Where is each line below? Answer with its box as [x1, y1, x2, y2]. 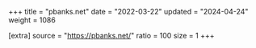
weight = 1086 [8, 15, 57, 25]
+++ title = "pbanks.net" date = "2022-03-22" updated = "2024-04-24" [8, 7, 249, 16]
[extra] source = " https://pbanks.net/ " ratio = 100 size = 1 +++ [8, 31, 215, 40]
